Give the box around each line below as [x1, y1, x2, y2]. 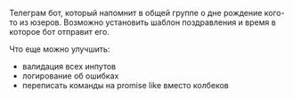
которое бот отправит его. [9, 27, 110, 37]
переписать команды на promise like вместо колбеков [21, 80, 229, 90]
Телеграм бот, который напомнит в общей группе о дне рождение [9, 8, 263, 18]
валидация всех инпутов [21, 62, 117, 71]
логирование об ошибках [21, 70, 119, 81]
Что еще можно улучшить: [9, 44, 110, 54]
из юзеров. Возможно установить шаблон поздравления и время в [19, 17, 276, 28]
